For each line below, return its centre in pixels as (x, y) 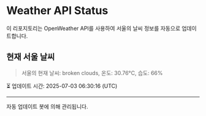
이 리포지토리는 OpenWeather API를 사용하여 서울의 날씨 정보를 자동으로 (93, 28)
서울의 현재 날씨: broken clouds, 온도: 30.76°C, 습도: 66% (92, 73)
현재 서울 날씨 (31, 57)
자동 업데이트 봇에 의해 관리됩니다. (47, 106)
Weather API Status (57, 11)
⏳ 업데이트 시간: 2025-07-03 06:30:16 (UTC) (62, 85)
